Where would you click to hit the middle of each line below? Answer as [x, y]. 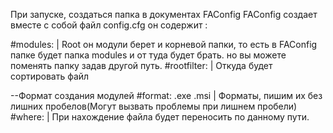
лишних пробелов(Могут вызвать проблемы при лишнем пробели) [154, 106]
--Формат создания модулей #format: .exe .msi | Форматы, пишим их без [166, 95]
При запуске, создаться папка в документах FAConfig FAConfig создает [164, 14]
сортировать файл [50, 76]
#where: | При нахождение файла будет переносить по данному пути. [160, 117]
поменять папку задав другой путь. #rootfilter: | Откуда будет [141, 65]
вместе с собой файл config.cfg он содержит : [109, 25]
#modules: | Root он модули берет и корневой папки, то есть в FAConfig [164, 44]
